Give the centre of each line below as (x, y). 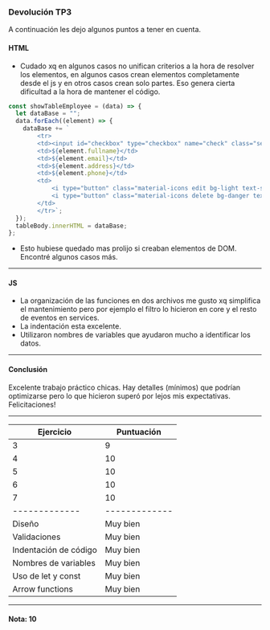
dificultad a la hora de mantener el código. (90, 92)
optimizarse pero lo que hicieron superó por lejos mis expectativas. (119, 395)
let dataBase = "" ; (48, 114)
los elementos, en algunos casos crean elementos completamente (129, 74)
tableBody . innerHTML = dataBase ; (72, 226)
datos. (31, 343)
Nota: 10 (23, 619)
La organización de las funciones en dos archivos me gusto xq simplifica (140, 301)
